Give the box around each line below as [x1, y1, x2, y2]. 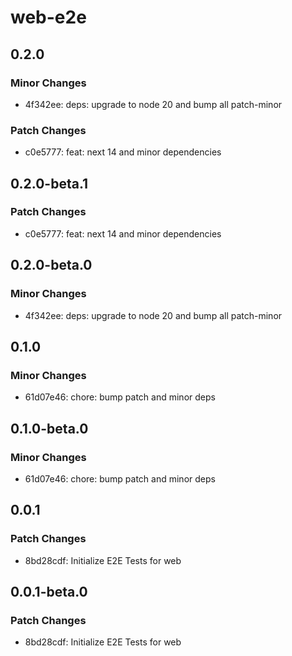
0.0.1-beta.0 [10, 584, 88, 600]
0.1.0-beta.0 [10, 420, 89, 437]
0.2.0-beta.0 [10, 257, 93, 274]
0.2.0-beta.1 [10, 175, 89, 192]
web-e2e [10, 6, 87, 29]
